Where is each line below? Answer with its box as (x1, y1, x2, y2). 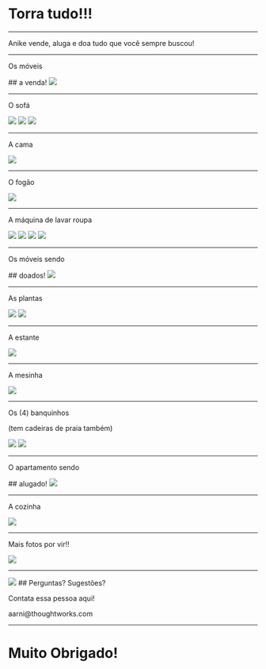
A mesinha (8, 370, 44, 379)
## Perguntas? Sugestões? (17, 578, 106, 587)
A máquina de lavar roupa (8, 215, 93, 225)
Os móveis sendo (8, 254, 65, 263)
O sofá (8, 100, 30, 110)
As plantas (8, 293, 43, 302)
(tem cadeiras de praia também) (8, 423, 113, 433)
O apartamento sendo (8, 462, 80, 472)
